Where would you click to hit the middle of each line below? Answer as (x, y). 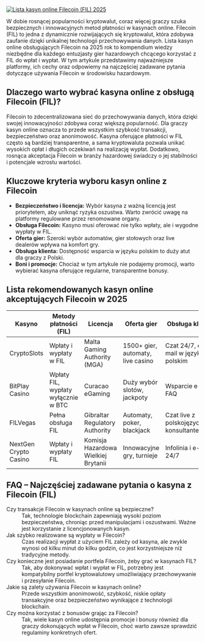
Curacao (97, 386)
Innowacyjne (141, 448)
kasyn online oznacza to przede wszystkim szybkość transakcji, (87, 129)
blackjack (137, 431)
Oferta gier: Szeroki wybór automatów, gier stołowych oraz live (95, 238)
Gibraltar (97, 415)
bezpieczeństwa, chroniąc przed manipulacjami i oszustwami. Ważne (109, 522)
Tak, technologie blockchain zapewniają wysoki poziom (92, 516)
